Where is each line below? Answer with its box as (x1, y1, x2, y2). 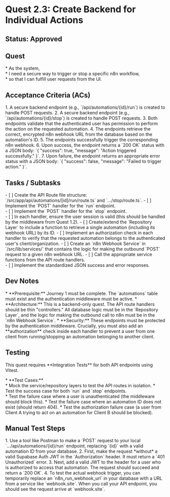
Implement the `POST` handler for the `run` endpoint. (5, 203, 116, 209)
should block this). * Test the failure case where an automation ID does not (5, 398, 161, 405)
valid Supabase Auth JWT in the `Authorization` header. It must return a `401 (5, 454, 165, 460)
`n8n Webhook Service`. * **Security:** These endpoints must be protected (5, 317, 165, 323)
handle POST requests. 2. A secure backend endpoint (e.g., (5, 110, 130, 116)
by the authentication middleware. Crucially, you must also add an (5, 323, 143, 329)
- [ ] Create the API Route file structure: (5, 192, 87, 198)
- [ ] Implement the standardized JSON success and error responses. (5, 262, 150, 268)
